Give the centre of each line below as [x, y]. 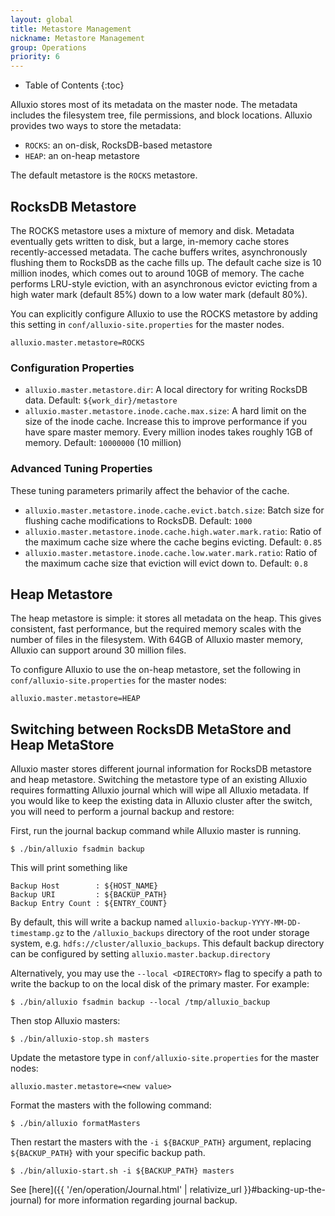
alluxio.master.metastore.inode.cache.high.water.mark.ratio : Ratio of [173, 531]
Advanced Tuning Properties [81, 469]
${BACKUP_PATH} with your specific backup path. [108, 1153]
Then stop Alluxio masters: [65, 1021]
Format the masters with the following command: [111, 1105]
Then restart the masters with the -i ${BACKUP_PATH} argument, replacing [161, 1142]
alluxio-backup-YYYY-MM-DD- [243, 923]
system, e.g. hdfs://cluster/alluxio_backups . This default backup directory [167, 943]
